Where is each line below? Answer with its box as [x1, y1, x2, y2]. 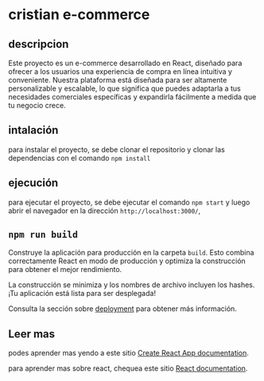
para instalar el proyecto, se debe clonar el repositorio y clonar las [8, 145, 225, 154]
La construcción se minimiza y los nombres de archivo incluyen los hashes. [8, 280, 255, 290]
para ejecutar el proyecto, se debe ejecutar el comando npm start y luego [8, 197, 250, 207]
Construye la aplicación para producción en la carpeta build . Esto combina [8, 248, 254, 258]
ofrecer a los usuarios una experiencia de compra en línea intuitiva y [8, 67, 233, 76]
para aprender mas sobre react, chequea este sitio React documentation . [8, 364, 248, 373]
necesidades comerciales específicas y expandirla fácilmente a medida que [8, 92, 257, 101]
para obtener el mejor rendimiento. [8, 265, 122, 274]
